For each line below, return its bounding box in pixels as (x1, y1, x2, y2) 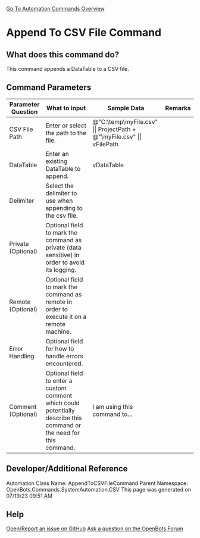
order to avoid (45, 258, 85, 267)
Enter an (45, 149, 70, 158)
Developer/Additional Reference (6, 464, 128, 474)
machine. (45, 327, 71, 336)
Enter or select (45, 121, 86, 130)
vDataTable (92, 161, 124, 169)
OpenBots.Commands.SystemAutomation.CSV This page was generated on (6, 486, 192, 493)
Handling (9, 352, 35, 360)
